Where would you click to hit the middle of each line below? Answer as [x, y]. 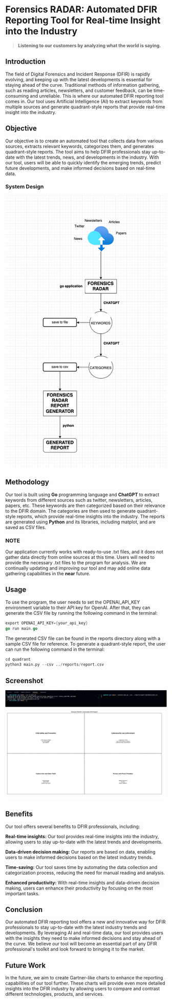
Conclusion [24, 909]
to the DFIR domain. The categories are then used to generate [71, 511]
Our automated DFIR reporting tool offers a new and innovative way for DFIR [85, 922]
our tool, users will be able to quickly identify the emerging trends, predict [83, 162]
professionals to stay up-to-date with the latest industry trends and [76, 928]
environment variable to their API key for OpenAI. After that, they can [78, 608]
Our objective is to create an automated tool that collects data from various [84, 141]
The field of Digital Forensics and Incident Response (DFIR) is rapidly [78, 74]
